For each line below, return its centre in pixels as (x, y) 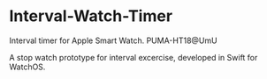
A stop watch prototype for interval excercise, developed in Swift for (133, 57)
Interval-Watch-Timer (91, 16)
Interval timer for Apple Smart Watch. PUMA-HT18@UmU (114, 40)
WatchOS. (27, 67)
